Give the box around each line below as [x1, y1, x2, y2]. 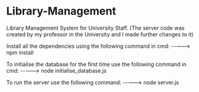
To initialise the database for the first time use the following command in [6, 61, 187, 68]
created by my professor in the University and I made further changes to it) [6, 30, 194, 38]
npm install [6, 48, 34, 56]
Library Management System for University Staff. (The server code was [6, 24, 185, 31]
